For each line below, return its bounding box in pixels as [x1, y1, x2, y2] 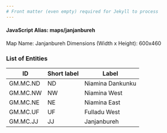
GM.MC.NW [9, 89, 42, 97]
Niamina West [84, 89, 123, 97]
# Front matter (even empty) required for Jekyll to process [6, 8, 159, 15]
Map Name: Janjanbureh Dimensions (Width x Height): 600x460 [6, 39, 162, 47]
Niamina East [84, 98, 121, 107]
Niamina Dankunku [84, 80, 137, 88]
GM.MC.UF [9, 108, 40, 116]
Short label [47, 70, 79, 78]
